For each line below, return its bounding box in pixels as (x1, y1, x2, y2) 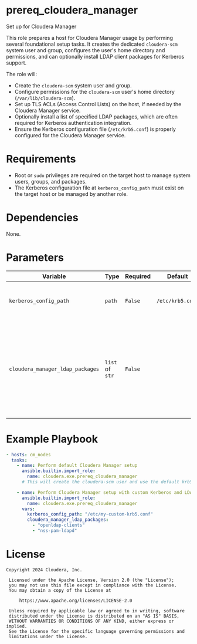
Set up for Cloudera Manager (6, 23, 77, 30)
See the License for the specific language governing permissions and (8, 628, 185, 634)
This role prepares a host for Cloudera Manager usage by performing (6, 34, 173, 41)
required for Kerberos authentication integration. (14, 119, 132, 126)
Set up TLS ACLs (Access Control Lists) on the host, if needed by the (14, 100, 182, 107)
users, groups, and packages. (14, 178, 87, 185)
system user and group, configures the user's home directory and (6, 46, 165, 53)
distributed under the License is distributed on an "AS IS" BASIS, (8, 613, 180, 619)
